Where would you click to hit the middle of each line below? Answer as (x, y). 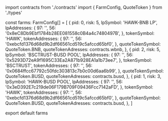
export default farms (27, 113)
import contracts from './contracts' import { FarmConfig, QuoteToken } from (84, 7)
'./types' (14, 13)
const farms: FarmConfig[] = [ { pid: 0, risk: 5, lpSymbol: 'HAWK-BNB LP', (81, 23)
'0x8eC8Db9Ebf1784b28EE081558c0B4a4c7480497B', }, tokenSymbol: (80, 33)
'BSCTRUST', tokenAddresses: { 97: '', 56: (49, 66)
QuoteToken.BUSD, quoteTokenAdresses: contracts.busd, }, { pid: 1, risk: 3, (83, 76)
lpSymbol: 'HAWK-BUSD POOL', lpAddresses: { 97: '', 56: (64, 82)
